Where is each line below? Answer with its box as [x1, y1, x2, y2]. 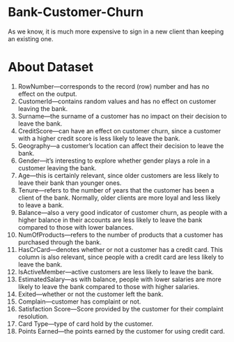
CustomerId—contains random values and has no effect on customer [17, 97, 217, 105]
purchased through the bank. [17, 238, 102, 246]
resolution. [17, 312, 49, 320]
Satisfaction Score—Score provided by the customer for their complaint [17, 304, 224, 313]
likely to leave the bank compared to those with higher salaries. [17, 282, 200, 290]
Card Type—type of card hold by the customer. [17, 319, 154, 328]
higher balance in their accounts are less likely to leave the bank [17, 216, 203, 224]
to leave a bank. [17, 200, 64, 209]
